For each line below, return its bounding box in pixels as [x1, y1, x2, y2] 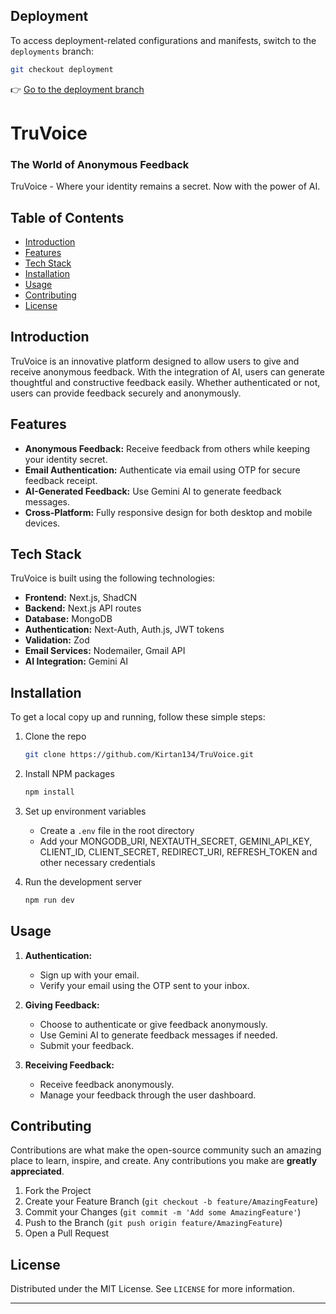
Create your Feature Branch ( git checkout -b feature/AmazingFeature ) [24, 1195, 319, 1208]
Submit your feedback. [39, 1039, 135, 1051]
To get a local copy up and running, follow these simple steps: [10, 711, 266, 723]
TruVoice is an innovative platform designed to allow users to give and [10, 355, 300, 367]
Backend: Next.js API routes [24, 602, 142, 614]
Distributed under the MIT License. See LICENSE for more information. [10, 1283, 295, 1295]
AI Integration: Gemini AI [24, 655, 129, 668]
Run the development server [24, 875, 143, 888]
